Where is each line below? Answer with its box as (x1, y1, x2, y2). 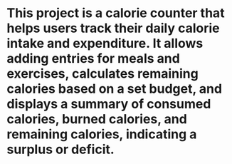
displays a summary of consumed (6, 96, 211, 112)
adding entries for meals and (6, 51, 181, 67)
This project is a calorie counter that (6, 5, 225, 21)
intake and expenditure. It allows (6, 36, 204, 51)
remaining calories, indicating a (6, 126, 197, 143)
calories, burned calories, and (6, 111, 188, 128)
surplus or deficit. (6, 141, 115, 158)
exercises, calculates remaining (6, 66, 199, 82)
